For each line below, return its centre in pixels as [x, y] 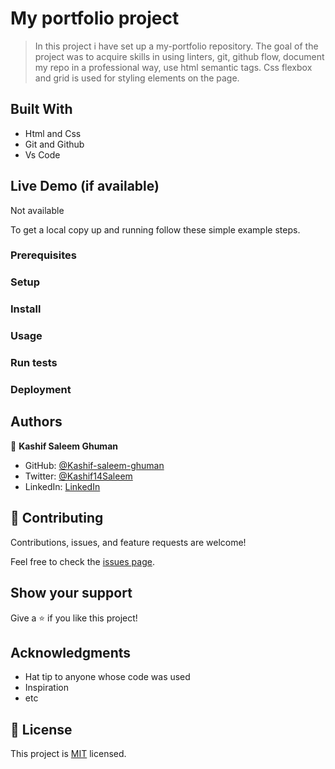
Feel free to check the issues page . [82, 561]
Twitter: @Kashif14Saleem [78, 476]
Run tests [34, 363]
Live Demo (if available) [85, 186]
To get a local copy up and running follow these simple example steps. [155, 229]
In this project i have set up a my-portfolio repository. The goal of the [176, 46]
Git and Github [54, 144]
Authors [36, 422]
